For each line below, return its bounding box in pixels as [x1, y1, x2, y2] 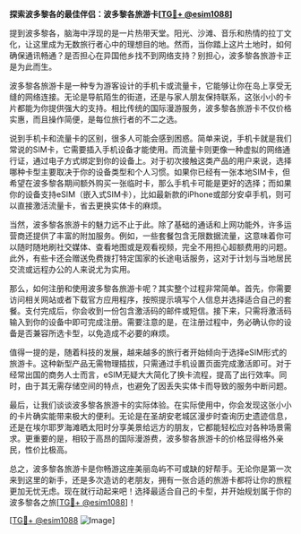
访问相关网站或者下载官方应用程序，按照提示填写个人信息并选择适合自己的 [9, 295, 284, 305]
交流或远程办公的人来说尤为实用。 [9, 264, 135, 274]
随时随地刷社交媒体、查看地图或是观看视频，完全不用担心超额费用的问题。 [16, 242, 292, 252]
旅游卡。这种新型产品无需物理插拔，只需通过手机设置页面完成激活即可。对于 [9, 358, 292, 368]
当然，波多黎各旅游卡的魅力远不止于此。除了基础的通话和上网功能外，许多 [9, 220, 284, 229]
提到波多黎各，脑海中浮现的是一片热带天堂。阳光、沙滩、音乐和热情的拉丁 [9, 28, 284, 39]
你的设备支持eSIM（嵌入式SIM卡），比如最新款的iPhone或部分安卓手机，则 [9, 189, 284, 200]
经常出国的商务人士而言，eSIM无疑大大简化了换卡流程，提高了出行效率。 [9, 369, 279, 380]
